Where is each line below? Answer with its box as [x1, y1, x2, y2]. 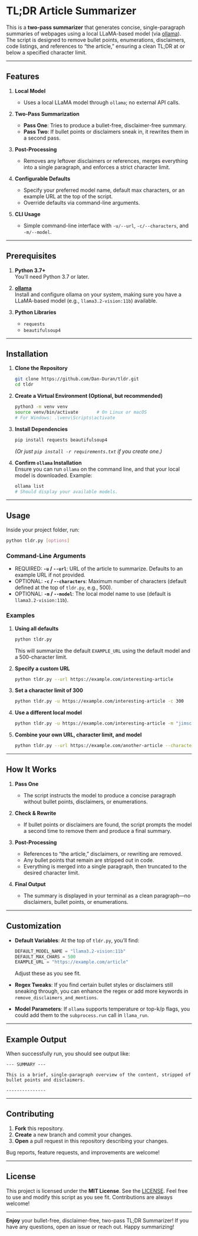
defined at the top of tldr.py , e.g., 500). [14, 584, 113, 591]
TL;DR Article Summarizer [6, 4, 137, 18]
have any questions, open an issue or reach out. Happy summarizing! [6, 1223, 174, 1230]
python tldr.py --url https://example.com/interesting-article [14, 676, 174, 682]
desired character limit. [23, 869, 80, 876]
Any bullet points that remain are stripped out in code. [23, 857, 154, 864]
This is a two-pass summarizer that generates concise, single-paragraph [6, 24, 186, 31]
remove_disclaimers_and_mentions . [14, 994, 98, 1001]
